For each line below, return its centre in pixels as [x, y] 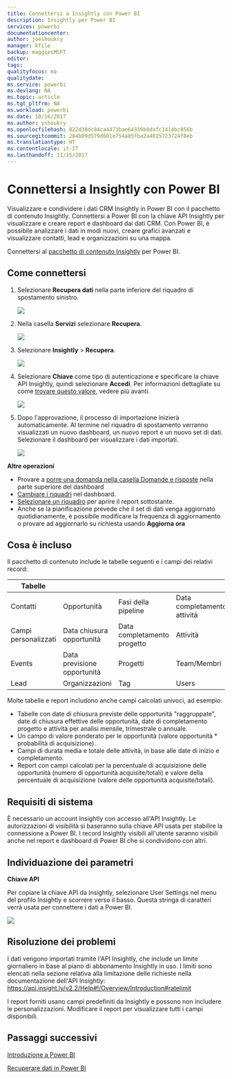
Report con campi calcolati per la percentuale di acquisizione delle [112, 765]
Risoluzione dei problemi [61, 942]
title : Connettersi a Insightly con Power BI [74, 13]
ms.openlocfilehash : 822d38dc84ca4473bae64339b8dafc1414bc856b [100, 129]
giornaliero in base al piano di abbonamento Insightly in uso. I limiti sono [110, 965]
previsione [80, 664]
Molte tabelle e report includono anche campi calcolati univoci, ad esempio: [115, 700]
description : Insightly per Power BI [61, 20]
